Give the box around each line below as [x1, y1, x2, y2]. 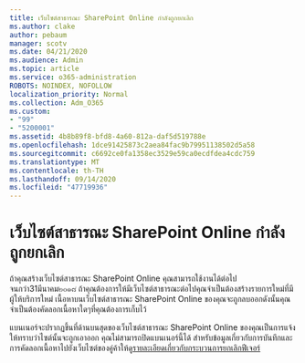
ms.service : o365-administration [9, 73, 137, 82]
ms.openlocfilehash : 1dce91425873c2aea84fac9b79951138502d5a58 [9, 140, 256, 150]
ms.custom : [9, 107, 51, 116]
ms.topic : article [9, 65, 79, 74]
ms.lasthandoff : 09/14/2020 [9, 174, 117, 183]
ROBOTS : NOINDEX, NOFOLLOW [9, 81, 112, 90]
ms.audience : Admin [9, 56, 84, 65]
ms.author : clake [9, 22, 76, 31]
